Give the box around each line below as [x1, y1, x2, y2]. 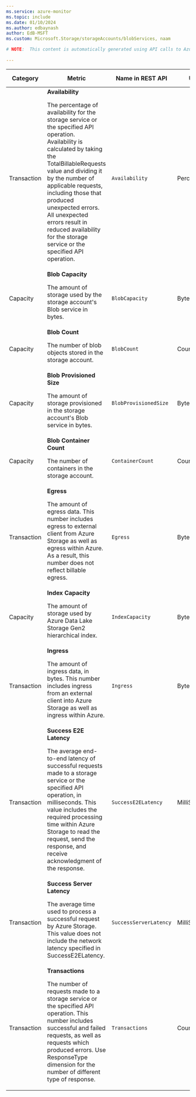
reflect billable [47, 566, 86, 574]
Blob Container [47, 436, 90, 444]
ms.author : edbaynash [6, 25, 59, 31]
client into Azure [47, 696, 92, 704]
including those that [47, 189, 101, 197]
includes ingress [47, 682, 92, 690]
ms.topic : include [6, 14, 51, 20]
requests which [47, 1038, 89, 1047]
